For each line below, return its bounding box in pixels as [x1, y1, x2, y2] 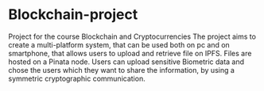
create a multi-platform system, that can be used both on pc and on [8, 40, 231, 49]
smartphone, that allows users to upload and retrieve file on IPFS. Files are [8, 48, 252, 58]
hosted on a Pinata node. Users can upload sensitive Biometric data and [8, 57, 245, 66]
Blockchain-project [8, 6, 138, 24]
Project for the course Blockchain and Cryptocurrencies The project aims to [8, 32, 257, 41]
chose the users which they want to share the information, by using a [8, 65, 235, 74]
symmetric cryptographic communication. [8, 74, 146, 83]
